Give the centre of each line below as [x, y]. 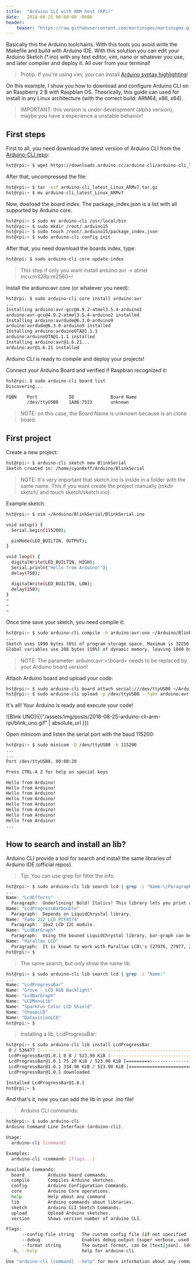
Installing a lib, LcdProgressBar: [58, 1034]
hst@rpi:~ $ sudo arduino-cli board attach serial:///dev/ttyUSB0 [88, 689]
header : [15, 22]
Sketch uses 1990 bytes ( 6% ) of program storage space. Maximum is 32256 [98, 644]
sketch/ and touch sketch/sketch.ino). [66, 492]
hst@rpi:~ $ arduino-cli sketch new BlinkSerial [66, 463]
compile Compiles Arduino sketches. [64, 1180]
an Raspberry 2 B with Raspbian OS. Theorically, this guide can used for [93, 92]
